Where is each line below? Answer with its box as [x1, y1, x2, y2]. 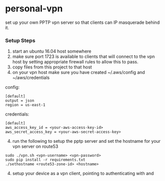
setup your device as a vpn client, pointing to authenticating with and [12, 171, 154, 177]
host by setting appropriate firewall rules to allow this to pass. [12, 59, 139, 65]
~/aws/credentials [12, 75, 50, 81]
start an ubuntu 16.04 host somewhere [12, 48, 91, 55]
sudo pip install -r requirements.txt [5, 157, 85, 163]
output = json [5, 98, 35, 103]
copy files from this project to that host [12, 64, 92, 70]
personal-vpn [5, 3, 63, 14]
